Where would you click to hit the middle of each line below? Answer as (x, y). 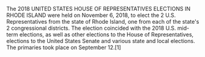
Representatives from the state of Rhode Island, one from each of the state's (103, 22)
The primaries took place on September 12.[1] (64, 47)
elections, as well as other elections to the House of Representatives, (106, 35)
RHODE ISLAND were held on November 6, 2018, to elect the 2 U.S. (91, 15)
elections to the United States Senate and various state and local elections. (101, 41)
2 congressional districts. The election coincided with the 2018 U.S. (91, 28)
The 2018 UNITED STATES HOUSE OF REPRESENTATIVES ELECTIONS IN (99, 9)
